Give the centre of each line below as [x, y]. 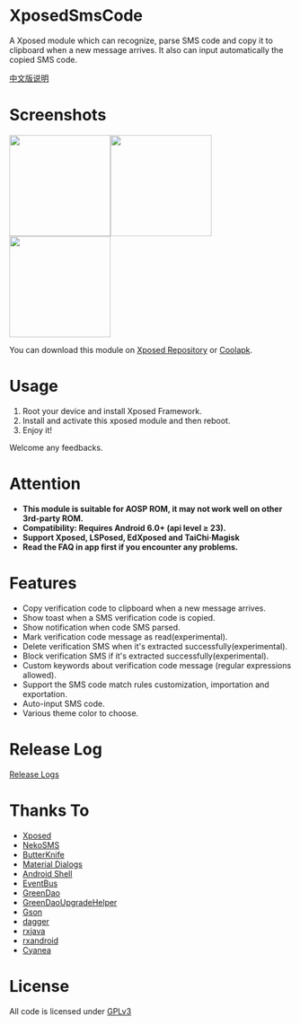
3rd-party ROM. [53, 518]
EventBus [40, 883]
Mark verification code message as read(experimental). [125, 636]
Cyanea [37, 950]
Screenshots [58, 115]
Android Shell [47, 873]
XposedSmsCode [76, 16]
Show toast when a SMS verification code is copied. [119, 617]
